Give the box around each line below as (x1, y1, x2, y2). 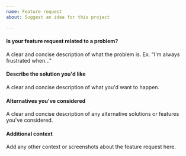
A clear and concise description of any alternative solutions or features (6, 110, 179, 118)
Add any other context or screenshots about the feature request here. (6, 143, 177, 151)
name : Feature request (6, 8, 62, 15)
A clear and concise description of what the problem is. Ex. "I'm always (6, 51, 180, 58)
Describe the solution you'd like (6, 70, 86, 77)
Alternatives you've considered (6, 97, 86, 104)
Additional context (6, 130, 53, 137)
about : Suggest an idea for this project (6, 14, 110, 20)
